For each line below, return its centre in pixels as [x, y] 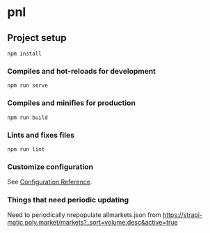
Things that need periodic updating [68, 200]
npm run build [28, 118]
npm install [24, 54]
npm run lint [26, 149]
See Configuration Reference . [50, 182]
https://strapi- [183, 215]
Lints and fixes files [41, 135]
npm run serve [28, 86]
